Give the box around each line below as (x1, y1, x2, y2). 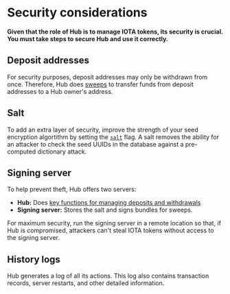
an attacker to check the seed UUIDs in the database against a (7, 140, 184, 148)
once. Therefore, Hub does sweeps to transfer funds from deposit (7, 80, 194, 88)
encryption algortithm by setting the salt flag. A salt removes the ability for (7, 132, 220, 141)
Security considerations (7, 5, 148, 21)
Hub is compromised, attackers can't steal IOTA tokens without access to (7, 226, 214, 234)
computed (7, 147, 36, 156)
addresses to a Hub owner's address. (7, 87, 113, 95)
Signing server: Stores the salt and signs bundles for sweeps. (16, 206, 194, 214)
